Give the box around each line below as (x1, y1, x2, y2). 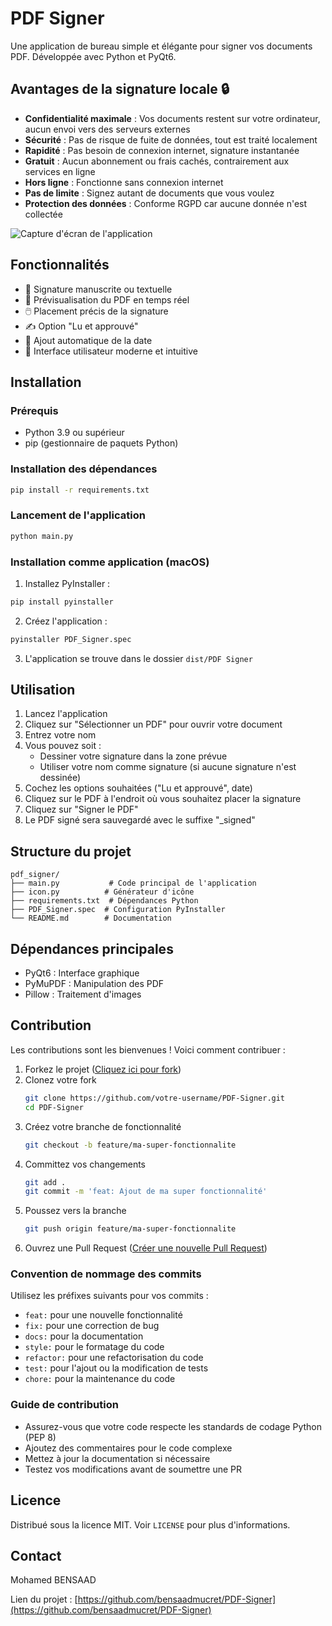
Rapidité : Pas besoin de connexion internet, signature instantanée (24, 144, 300, 156)
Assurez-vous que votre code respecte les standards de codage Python (24, 1420, 323, 1432)
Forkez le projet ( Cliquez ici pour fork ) (24, 1063, 182, 1075)
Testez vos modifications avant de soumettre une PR (24, 1463, 242, 1475)
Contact (10, 1547, 62, 1564)
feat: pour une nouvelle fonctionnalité (24, 1309, 183, 1321)
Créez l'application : (24, 615, 108, 627)
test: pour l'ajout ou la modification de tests (24, 1362, 209, 1374)
